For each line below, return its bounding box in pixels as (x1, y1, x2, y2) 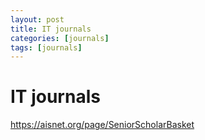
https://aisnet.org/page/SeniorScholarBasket (10, 119, 195, 131)
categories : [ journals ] (10, 33, 110, 43)
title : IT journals (10, 24, 92, 34)
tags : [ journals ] (10, 42, 83, 53)
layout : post (10, 14, 65, 25)
